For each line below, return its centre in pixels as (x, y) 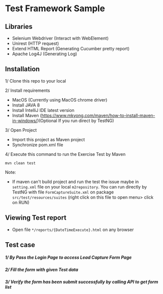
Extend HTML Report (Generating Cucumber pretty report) (71, 49)
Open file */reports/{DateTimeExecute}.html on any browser (73, 230)
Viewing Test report (36, 218)
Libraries (19, 27)
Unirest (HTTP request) (36, 43)
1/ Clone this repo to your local (36, 81)
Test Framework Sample (55, 9)
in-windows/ (25, 121)
